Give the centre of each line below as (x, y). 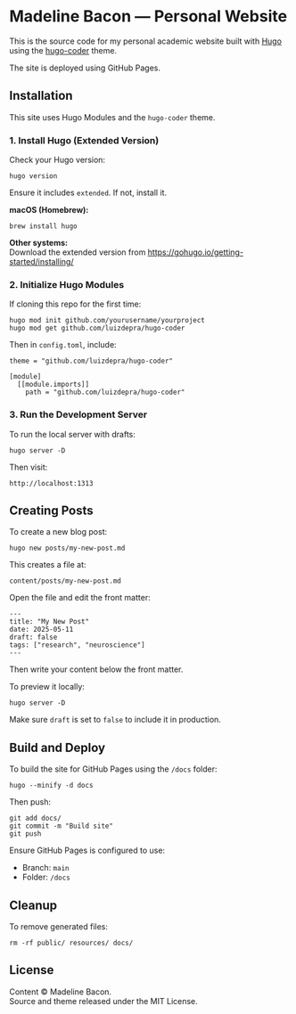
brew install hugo (43, 226)
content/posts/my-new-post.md (66, 581)
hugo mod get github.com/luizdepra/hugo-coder (97, 328)
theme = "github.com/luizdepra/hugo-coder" (91, 361)
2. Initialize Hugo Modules (67, 284)
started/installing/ (41, 262)
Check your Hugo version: (57, 160)
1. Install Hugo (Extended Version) (84, 140)
